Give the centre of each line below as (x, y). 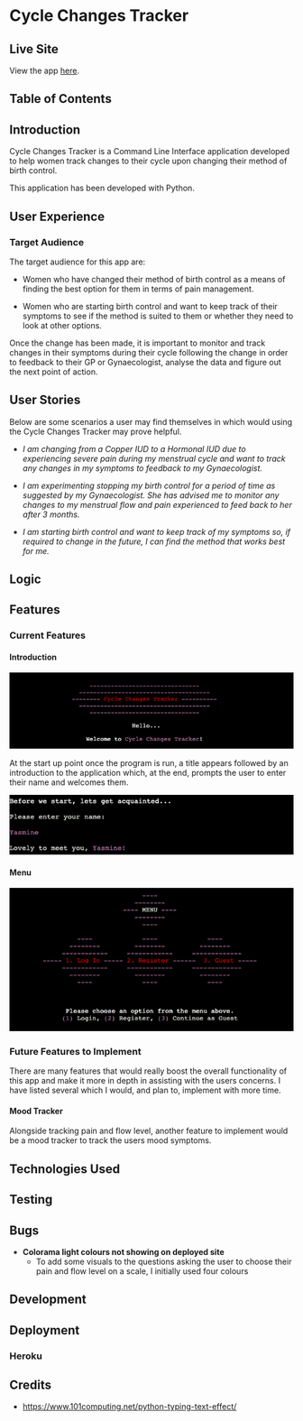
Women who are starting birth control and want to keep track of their (150, 306)
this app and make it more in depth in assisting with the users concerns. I (145, 1081)
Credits (31, 1385)
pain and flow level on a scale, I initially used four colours (142, 1271)
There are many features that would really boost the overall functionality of (148, 1071)
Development (48, 1300)
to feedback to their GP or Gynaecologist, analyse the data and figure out (145, 362)
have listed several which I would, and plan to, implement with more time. (145, 1090)
